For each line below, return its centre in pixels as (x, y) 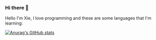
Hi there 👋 (17, 8)
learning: (14, 23)
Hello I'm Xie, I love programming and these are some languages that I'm (78, 18)
